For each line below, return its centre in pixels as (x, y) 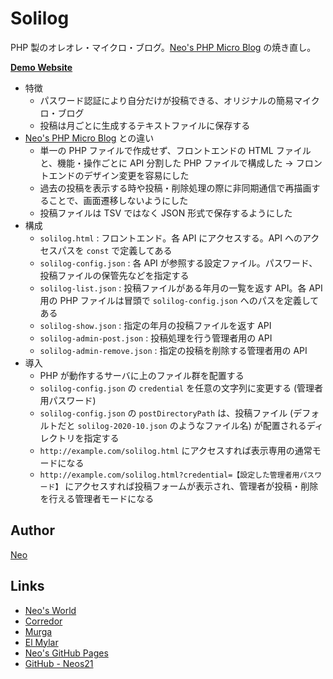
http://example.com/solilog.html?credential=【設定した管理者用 (169, 475)
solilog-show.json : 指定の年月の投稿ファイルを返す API (155, 325)
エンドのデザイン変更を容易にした (119, 175)
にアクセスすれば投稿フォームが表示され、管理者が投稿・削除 (191, 486)
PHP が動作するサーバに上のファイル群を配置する (142, 375)
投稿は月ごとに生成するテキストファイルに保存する (145, 125)
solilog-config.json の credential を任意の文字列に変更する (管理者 (181, 388)
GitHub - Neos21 (59, 663)
